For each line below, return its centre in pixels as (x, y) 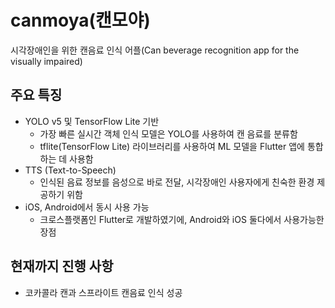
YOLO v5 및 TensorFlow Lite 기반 (92, 121)
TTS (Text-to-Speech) (70, 170)
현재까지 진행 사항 (62, 266)
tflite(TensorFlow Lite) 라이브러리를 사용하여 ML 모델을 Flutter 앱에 (172, 146)
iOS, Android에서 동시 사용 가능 (87, 207)
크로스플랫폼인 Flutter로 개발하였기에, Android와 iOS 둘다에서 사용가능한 (182, 219)
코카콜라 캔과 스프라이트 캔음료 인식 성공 (103, 292)
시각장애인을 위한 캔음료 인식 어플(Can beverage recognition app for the (155, 50)
